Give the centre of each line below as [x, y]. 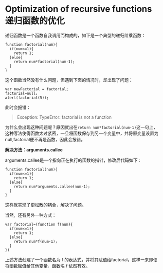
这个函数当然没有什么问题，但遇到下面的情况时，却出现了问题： [69, 80]
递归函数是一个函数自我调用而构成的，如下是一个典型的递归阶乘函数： [75, 35]
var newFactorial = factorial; [37, 89]
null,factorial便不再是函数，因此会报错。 [45, 139]
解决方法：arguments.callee [34, 149]
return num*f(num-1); [36, 241]
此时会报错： [18, 107]
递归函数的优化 [35, 21]
